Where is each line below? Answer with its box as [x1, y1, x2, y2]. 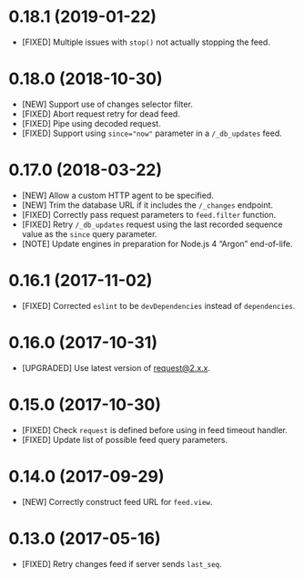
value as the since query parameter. [21, 228, 157, 239]
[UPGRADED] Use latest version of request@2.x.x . [21, 362, 211, 373]
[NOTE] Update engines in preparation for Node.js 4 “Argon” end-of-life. [21, 238, 293, 249]
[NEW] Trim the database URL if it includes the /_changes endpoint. [21, 199, 274, 211]
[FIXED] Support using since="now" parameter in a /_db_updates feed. [21, 128, 283, 139]
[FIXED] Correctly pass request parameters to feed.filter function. [21, 209, 277, 220]
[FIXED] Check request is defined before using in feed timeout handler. [21, 424, 289, 435]
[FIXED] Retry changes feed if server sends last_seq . [21, 558, 222, 569]
